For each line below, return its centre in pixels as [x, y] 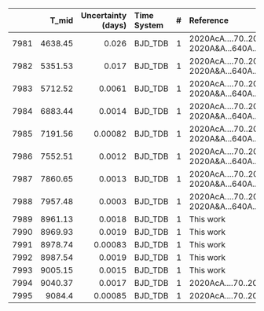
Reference [209, 20]
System [148, 25]
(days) [114, 25]
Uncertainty [104, 15]
